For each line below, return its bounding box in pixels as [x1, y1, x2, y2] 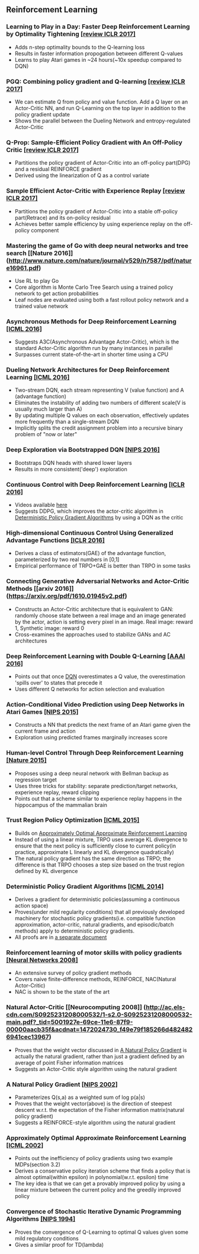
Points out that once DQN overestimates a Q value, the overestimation [14, 673, 185, 680]
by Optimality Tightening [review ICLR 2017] [6, 30, 136, 38]
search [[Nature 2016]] [6, 249, 73, 257]
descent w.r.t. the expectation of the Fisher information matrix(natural [14, 1107, 185, 1114]
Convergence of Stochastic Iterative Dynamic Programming [6, 1208, 182, 1216]
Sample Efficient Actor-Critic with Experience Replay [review [6, 187, 185, 195]
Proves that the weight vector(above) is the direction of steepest [14, 1100, 172, 1107]
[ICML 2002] [6, 1141, 44, 1149]
